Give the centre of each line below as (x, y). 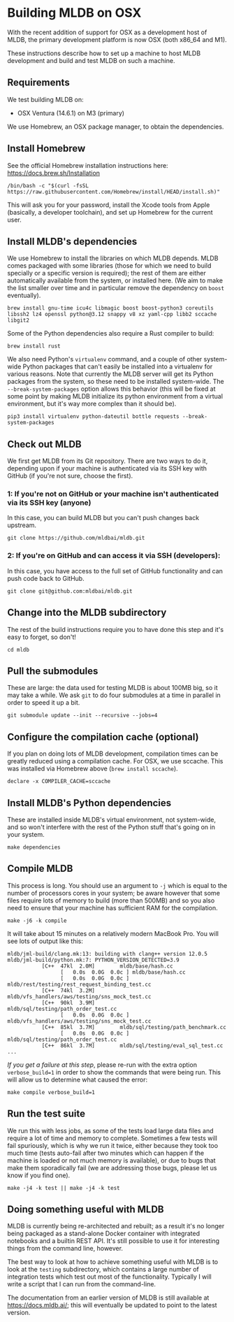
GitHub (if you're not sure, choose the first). (70, 476)
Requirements (38, 83)
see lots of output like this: (45, 941)
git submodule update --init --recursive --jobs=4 (82, 716)
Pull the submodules (53, 671)
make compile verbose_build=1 (51, 1092)
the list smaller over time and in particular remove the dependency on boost (116, 288)
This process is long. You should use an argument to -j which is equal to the (117, 885)
